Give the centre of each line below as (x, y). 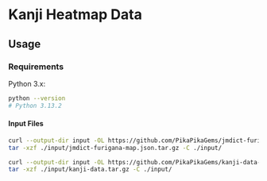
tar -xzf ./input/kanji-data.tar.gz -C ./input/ (90, 169)
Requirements (36, 67)
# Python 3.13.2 (35, 106)
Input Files (26, 124)
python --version (37, 98)
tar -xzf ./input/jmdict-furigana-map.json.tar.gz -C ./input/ (115, 148)
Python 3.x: (27, 83)
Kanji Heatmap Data (75, 15)
